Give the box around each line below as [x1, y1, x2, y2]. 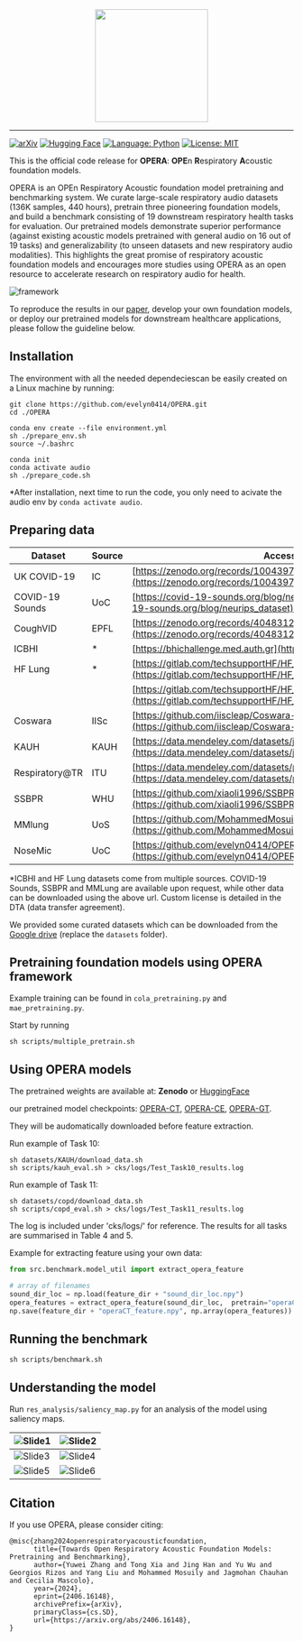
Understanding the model [9, 1379, 156, 1395]
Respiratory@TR [14, 766, 84, 779]
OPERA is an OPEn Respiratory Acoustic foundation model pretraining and [9, 182, 284, 193]
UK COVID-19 [14, 570, 76, 583]
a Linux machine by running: [9, 383, 115, 393]
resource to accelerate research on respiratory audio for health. [9, 269, 246, 279]
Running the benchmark [9, 1332, 148, 1347]
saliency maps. [9, 1414, 66, 1424]
